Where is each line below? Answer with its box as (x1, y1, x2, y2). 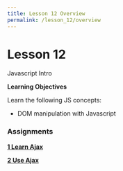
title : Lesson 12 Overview (7, 10, 85, 17)
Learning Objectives (7, 82, 67, 91)
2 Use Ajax (7, 156, 40, 164)
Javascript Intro (7, 69, 52, 78)
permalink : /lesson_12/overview (7, 17, 101, 24)
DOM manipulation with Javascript (17, 109, 116, 118)
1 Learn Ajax (7, 143, 44, 151)
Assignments (7, 127, 54, 136)
